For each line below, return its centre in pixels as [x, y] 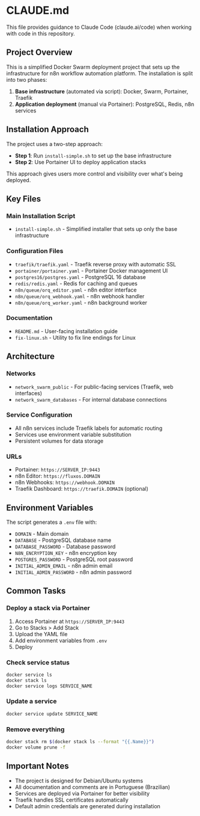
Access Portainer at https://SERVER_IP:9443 [70, 621]
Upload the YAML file [41, 634]
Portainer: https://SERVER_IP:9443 [57, 470]
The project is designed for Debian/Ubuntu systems [79, 781]
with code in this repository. [41, 33]
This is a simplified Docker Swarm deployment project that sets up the [93, 67]
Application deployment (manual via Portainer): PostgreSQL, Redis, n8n [105, 104]
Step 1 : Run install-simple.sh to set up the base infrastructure [93, 155]
